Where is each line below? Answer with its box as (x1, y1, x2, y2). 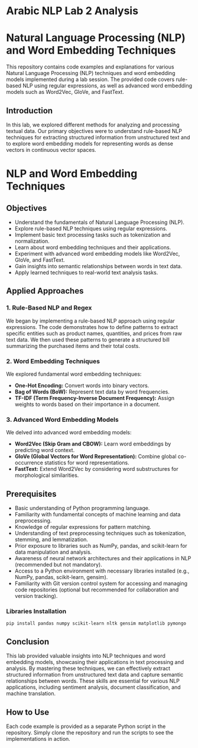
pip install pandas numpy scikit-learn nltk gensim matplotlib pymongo (6, 620, 186, 627)
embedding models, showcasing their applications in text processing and (6, 659, 184, 666)
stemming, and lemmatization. (14, 536, 89, 543)
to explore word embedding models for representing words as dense (6, 140, 173, 147)
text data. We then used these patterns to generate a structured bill (6, 336, 170, 343)
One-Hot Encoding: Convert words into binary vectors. (14, 382, 150, 389)
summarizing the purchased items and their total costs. (6, 342, 140, 349)
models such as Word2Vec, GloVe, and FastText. (6, 89, 124, 96)
